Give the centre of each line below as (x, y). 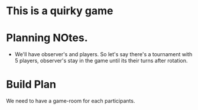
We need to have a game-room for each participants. (71, 101)
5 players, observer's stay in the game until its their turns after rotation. (101, 61)
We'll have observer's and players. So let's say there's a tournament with (103, 54)
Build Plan (31, 85)
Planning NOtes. (47, 38)
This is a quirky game (60, 11)
